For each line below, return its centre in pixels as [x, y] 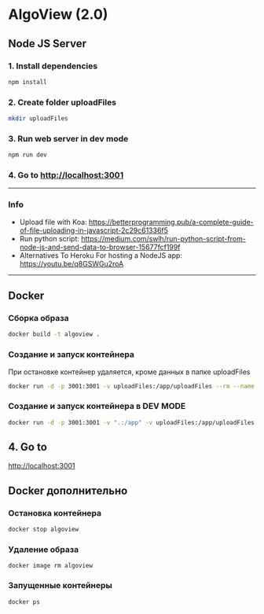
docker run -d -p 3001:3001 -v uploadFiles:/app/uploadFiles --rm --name [132, 386]
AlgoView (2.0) [58, 15]
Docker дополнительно [68, 490]
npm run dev [27, 155]
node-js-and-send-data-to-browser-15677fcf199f [100, 247]
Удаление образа [44, 550]
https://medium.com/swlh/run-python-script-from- [163, 238]
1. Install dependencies [53, 66]
